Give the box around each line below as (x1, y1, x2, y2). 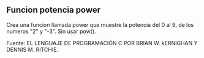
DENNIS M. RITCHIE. (6, 46, 59, 53)
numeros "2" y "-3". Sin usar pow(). (6, 27, 96, 35)
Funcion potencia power (6, 5, 101, 15)
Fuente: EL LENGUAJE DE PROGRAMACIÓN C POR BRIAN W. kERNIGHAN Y (6, 39, 198, 46)
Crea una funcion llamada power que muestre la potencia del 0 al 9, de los (6, 21, 194, 28)
